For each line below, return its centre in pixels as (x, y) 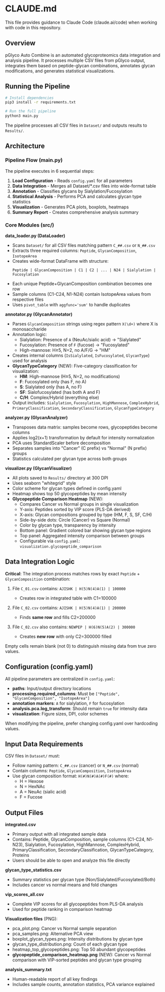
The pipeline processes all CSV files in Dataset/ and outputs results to (76, 125)
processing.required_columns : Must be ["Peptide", (66, 694)
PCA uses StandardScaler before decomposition (61, 443)
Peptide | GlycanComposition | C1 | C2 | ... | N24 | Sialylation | (84, 270)
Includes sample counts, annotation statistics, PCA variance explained (83, 985)
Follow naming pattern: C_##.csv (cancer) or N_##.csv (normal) (75, 765)
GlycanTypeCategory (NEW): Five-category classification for (75, 366)
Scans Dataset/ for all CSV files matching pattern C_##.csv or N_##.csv (84, 245)
